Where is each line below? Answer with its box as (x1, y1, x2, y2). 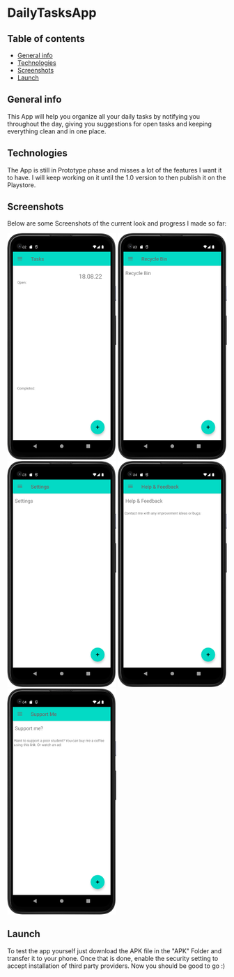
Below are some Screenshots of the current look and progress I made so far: (7, 219, 227, 228)
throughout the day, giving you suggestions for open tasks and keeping (7, 119, 212, 128)
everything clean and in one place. (7, 127, 107, 135)
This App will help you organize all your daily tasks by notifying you (7, 112, 201, 120)
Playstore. (7, 180, 36, 189)
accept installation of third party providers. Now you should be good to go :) (7, 962, 226, 970)
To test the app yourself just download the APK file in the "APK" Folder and (7, 946, 222, 955)
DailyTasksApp (7, 5, 97, 21)
